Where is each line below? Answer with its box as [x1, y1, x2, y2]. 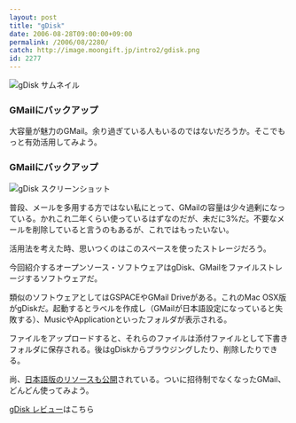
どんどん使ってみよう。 [9, 385, 95, 396]
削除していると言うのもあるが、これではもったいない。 [32, 223, 234, 235]
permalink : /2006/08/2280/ [9, 37, 109, 47]
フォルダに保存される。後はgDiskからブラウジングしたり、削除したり [9, 343, 263, 355]
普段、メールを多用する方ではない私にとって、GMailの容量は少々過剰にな [9, 201, 277, 213]
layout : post [9, 12, 58, 22]
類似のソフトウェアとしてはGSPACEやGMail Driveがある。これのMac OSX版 [9, 292, 287, 302]
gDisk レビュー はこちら [9, 403, 95, 414]
